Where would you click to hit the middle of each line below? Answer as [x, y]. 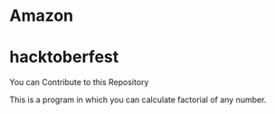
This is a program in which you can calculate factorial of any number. [138, 100]
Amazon [42, 16]
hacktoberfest [64, 57]
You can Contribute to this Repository [79, 82]
